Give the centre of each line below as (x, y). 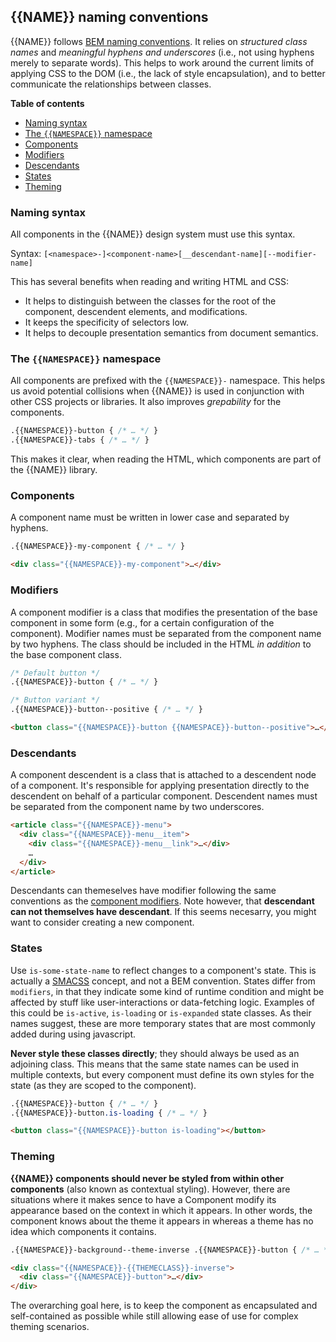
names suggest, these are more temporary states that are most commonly (163, 1023)
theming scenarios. (50, 1327)
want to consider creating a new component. (102, 922)
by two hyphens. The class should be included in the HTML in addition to (161, 644)
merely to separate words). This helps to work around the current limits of (162, 62)
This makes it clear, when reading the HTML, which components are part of (166, 459)
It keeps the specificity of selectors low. (107, 322)
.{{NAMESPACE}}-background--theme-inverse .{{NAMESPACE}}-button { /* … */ (171, 1250)
